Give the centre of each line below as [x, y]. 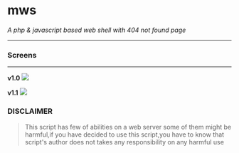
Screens [22, 55]
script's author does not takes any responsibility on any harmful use [124, 142]
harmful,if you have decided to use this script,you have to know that [124, 134]
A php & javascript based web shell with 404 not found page [97, 30]
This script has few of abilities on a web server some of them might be [128, 127]
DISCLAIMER [30, 111]
